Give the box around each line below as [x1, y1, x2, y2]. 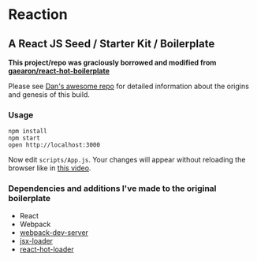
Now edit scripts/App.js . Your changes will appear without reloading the [8, 155, 246, 165]
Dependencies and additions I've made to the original [8, 183, 217, 194]
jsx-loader [19, 236, 54, 245]
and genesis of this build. [8, 90, 91, 99]
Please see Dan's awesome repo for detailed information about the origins [8, 81, 250, 91]
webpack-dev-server [19, 227, 89, 237]
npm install [8, 128, 47, 136]
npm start [8, 134, 41, 143]
